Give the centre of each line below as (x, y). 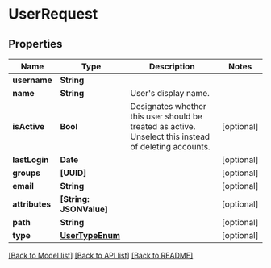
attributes (31, 204)
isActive (29, 126)
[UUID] (73, 173)
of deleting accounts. (171, 147)
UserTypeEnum (90, 235)
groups (27, 173)
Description (172, 67)
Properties (35, 44)
